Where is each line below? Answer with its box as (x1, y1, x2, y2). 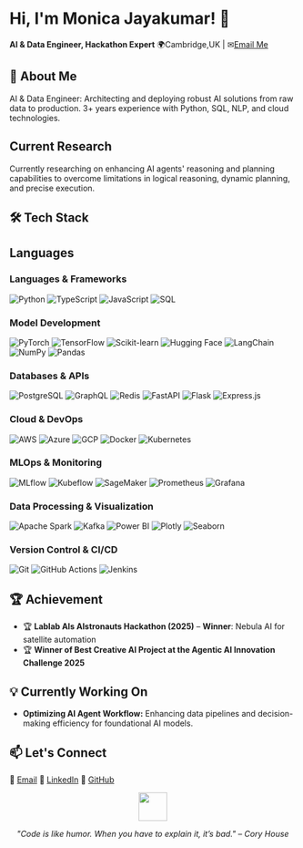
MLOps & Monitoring (9, 456, 103, 469)
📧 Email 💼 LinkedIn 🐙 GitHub (9, 774, 115, 785)
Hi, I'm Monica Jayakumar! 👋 (9, 8, 230, 29)
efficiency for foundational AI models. (52, 718, 194, 729)
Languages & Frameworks (9, 273, 127, 285)
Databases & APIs (9, 369, 90, 382)
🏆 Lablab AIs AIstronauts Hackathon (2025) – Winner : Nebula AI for (22, 621, 285, 632)
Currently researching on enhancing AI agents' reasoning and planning (9, 163, 276, 174)
